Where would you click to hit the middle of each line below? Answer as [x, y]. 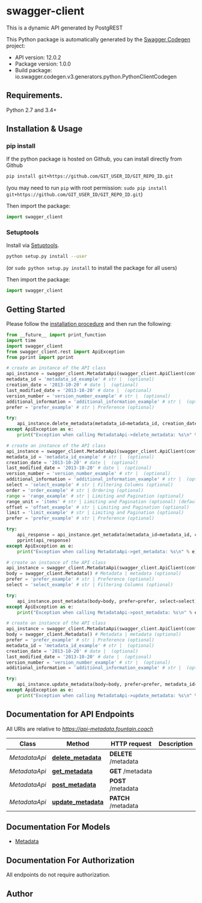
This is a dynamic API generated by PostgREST [65, 28]
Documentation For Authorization [70, 860]
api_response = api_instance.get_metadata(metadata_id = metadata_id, [105, 535]
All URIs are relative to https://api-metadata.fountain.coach [80, 729]
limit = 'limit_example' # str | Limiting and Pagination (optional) [95, 513]
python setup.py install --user [47, 257]
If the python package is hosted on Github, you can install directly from [94, 159]
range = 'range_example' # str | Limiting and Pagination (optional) [95, 496]
